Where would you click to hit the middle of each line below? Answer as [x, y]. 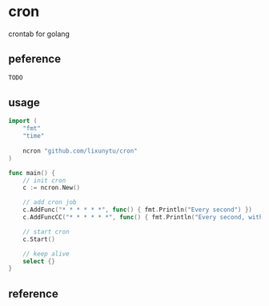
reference [33, 294]
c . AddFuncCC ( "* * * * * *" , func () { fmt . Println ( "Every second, [134, 218]
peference [35, 59]
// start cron [46, 231]
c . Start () [39, 239]
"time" [34, 136]
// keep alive [46, 254]
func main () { [32, 173]
